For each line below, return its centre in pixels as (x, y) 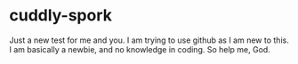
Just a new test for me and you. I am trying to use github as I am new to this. (149, 40)
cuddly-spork (61, 16)
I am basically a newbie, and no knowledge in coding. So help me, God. (140, 49)
